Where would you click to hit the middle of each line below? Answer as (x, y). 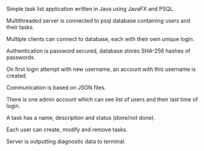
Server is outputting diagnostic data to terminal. (66, 141)
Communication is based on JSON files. (56, 87)
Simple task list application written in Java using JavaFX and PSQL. (90, 9)
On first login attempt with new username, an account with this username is (101, 69)
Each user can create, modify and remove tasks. (67, 130)
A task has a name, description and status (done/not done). (81, 118)
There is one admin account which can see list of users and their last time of (102, 99)
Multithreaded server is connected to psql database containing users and (98, 20)
